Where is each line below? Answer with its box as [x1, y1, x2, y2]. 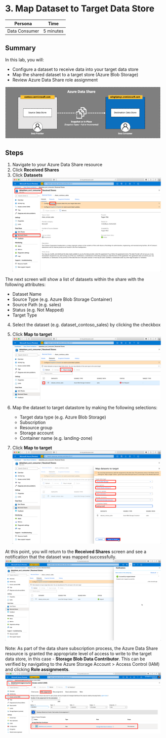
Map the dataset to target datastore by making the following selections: [12, 405, 158, 411]
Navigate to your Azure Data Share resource [12, 162, 103, 168]
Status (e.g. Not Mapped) [12, 307, 64, 313]
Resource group [19, 425, 53, 431]
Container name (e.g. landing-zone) [19, 435, 93, 441]
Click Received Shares [12, 167, 59, 173]
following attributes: [5, 281, 46, 287]
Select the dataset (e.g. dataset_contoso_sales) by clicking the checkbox [12, 322, 161, 327]
